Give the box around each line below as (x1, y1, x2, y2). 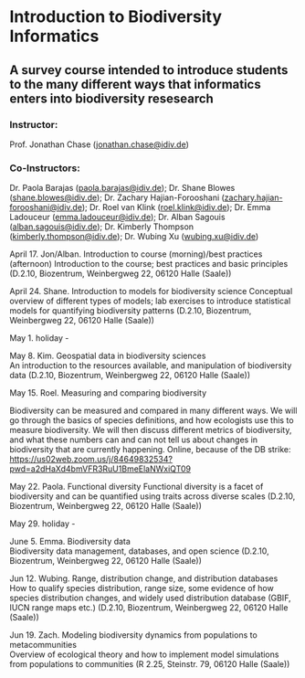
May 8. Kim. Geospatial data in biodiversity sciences (9, 350, 206, 362)
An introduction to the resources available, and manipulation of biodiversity (9, 360, 292, 371)
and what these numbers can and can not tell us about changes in (9, 434, 258, 445)
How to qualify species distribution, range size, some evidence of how (9, 583, 274, 594)
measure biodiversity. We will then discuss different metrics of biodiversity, (9, 425, 292, 436)
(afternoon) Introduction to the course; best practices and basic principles (9, 259, 289, 270)
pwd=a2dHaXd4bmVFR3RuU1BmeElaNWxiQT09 (9, 463, 192, 474)
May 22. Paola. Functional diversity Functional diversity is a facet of (9, 482, 264, 493)
